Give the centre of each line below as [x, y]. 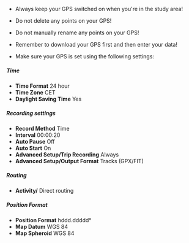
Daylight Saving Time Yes [48, 99]
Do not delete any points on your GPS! [63, 21]
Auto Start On [33, 148]
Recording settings [31, 113]
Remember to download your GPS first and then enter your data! [96, 44]
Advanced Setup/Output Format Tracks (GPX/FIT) [79, 161]
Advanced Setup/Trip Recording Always [67, 154]
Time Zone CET [35, 92]
